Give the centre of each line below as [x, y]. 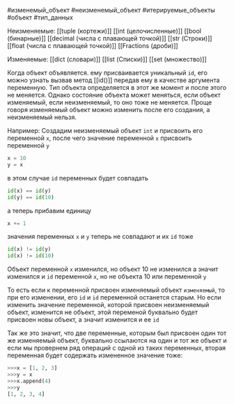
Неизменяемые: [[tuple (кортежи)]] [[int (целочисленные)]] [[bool [104, 31]
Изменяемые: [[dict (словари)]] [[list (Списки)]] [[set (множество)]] [107, 59]
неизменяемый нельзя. [42, 117]
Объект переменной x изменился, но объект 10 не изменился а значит [113, 269]
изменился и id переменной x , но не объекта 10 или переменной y [107, 277]
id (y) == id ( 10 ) [31, 197]
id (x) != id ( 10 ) [31, 256]
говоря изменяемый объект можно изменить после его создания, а [109, 110]
